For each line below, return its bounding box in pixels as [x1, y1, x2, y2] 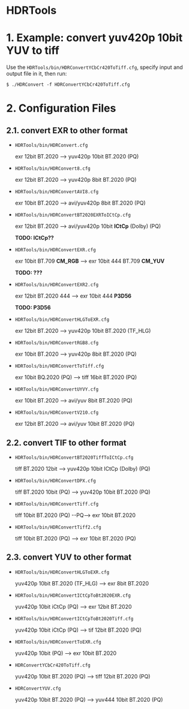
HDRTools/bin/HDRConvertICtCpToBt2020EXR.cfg [14, 592, 131, 599]
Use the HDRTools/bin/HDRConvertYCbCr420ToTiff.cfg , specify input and [6, 64, 183, 71]
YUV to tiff [6, 44, 60, 58]
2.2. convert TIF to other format [6, 437, 127, 447]
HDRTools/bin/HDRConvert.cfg [14, 142, 88, 149]
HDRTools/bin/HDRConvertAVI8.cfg [14, 189, 99, 195]
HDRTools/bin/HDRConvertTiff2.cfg [14, 524, 101, 530]
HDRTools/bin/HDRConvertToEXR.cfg [14, 639, 101, 645]
